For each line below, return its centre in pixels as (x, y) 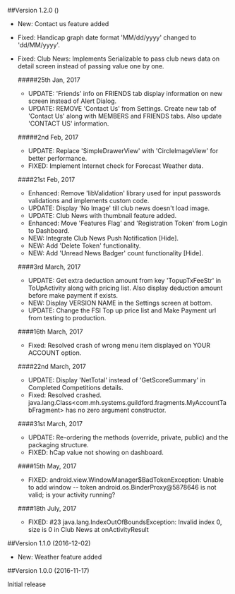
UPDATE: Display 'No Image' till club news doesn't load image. (119, 208)
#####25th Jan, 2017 (49, 80)
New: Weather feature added (60, 557)
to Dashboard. (49, 231)
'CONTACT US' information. (68, 123)
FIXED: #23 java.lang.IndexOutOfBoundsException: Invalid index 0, (125, 522)
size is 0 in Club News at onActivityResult (89, 529)
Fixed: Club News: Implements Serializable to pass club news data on (119, 59)
